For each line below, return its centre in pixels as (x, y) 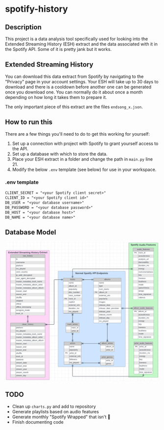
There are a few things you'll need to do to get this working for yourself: (78, 134)
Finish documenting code (38, 422)
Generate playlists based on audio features (56, 411)
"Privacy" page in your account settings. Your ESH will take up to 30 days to (82, 81)
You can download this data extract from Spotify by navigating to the (74, 76)
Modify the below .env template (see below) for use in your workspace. (84, 169)
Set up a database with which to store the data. (60, 154)
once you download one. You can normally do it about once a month (74, 92)
